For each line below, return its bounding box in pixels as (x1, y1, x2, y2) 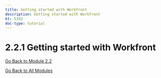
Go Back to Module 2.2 (5, 58, 52, 64)
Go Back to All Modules (5, 68, 53, 74)
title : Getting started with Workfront (5, 7, 87, 12)
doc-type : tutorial (5, 21, 45, 26)
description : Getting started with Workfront (5, 12, 100, 17)
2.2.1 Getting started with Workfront (5, 42, 157, 53)
